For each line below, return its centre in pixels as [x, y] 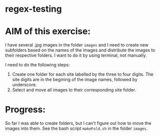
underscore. [24, 85]
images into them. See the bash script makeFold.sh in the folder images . [76, 129]
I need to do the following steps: [37, 65]
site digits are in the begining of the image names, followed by [75, 80]
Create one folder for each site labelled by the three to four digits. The [83, 74]
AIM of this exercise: [48, 32]
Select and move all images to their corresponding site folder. [74, 90]
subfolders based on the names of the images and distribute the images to [80, 50]
